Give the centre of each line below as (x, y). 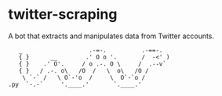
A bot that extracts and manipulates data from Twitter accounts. (111, 36)
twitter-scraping (63, 14)
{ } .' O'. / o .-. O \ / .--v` (93, 64)
